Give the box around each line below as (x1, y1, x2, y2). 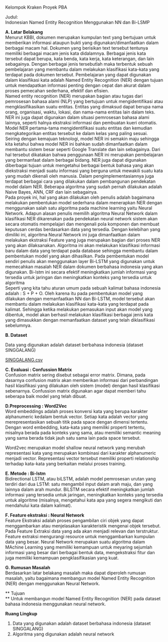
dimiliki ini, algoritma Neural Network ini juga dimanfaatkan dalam (5, 232, 140, 237)
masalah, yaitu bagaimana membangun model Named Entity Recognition (5, 575, 155, 581)
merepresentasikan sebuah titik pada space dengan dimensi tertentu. (5, 419, 149, 425)
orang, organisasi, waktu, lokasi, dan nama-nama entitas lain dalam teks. (5, 109, 155, 115)
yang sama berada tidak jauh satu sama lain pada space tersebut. (5, 435, 141, 441)
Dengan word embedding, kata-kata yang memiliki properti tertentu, (5, 424, 146, 430)
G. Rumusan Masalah (5, 565, 51, 570)
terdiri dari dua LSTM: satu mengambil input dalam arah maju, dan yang (5, 481, 153, 487)
